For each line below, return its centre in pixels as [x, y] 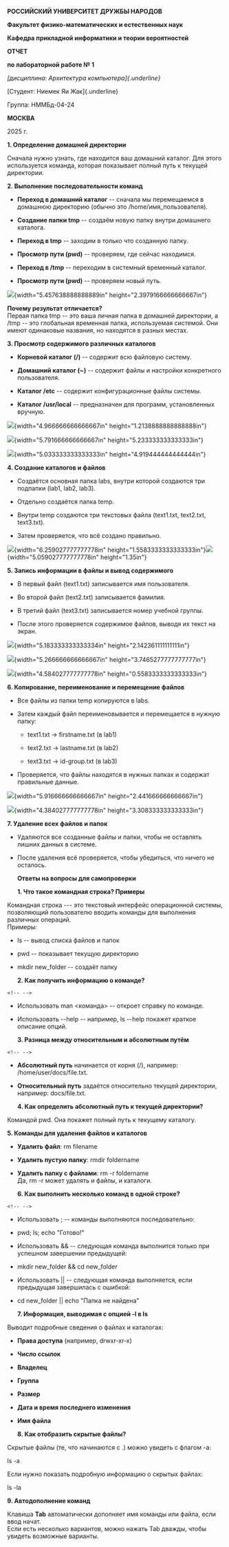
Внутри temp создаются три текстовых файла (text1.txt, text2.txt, [111, 515]
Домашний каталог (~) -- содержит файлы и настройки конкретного [119, 370]
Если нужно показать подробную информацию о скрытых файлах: [105, 1474]
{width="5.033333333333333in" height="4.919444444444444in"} [110, 454]
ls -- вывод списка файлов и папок [68, 940]
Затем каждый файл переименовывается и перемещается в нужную [119, 714]
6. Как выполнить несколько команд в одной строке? [98, 1194]
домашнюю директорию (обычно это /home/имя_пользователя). [112, 207]
